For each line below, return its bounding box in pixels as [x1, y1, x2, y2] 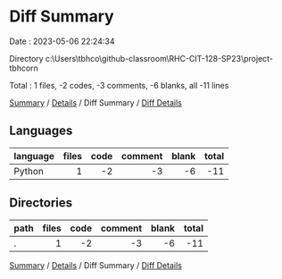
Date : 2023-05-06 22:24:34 [9, 36, 115, 46]
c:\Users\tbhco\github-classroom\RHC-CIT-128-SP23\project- [45, 53, 274, 63]
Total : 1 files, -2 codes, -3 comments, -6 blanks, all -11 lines [9, 80, 229, 90]
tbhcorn [9, 63, 38, 73]
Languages [9, 123, 73, 139]
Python [13, 165, 45, 177]
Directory [9, 53, 44, 63]
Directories [9, 195, 73, 211]
